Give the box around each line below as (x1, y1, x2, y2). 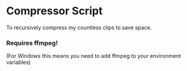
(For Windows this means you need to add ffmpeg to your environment (6, 53, 182, 60)
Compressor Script (6, 4, 103, 18)
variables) (6, 58, 31, 66)
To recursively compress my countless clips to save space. (6, 24, 152, 31)
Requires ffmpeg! (6, 39, 58, 47)
